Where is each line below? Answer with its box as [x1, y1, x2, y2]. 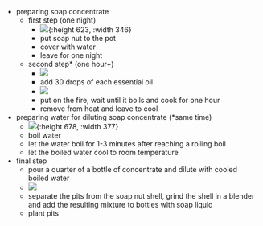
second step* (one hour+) [27, 60, 114, 68]
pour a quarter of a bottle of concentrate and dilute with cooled [27, 165, 238, 174]
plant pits [27, 208, 60, 218]
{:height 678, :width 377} [35, 122, 119, 131]
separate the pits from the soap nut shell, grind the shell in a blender [27, 191, 255, 200]
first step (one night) [27, 15, 97, 25]
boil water [27, 130, 62, 140]
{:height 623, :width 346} [47, 25, 132, 35]
